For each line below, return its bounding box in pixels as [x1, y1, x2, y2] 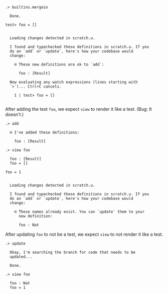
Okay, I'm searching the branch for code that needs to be [10, 250, 136, 255]
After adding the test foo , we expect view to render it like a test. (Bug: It [5, 106, 152, 112]
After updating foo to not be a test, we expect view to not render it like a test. [5, 232, 163, 237]
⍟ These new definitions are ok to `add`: [14, 62, 104, 67]
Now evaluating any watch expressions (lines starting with [10, 80, 138, 85]
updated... [10, 254, 33, 259]
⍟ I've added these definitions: [10, 130, 80, 135]
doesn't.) [5, 111, 24, 117]
